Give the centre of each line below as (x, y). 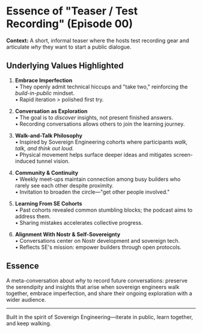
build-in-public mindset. (45, 93)
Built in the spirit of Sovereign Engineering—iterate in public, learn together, (100, 317)
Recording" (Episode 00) (70, 24)
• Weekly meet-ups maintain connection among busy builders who (98, 179)
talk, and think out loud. (44, 148)
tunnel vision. (53, 161)
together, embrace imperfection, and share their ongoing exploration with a (99, 293)
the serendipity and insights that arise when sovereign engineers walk (93, 287)
